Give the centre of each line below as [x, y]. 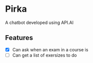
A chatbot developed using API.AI [39, 22]
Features [19, 38]
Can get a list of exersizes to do [45, 55]
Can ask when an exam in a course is [50, 49]
